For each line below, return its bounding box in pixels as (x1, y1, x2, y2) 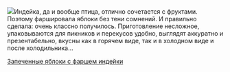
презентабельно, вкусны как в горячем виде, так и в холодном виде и (7, 37, 214, 45)
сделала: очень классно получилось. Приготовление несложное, (7, 22, 200, 30)
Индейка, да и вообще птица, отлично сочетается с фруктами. (14, 8, 198, 16)
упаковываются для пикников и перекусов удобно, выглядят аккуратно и (7, 29, 224, 37)
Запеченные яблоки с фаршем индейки (7, 58, 124, 65)
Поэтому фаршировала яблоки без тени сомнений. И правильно (7, 15, 197, 23)
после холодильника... (7, 44, 73, 52)
